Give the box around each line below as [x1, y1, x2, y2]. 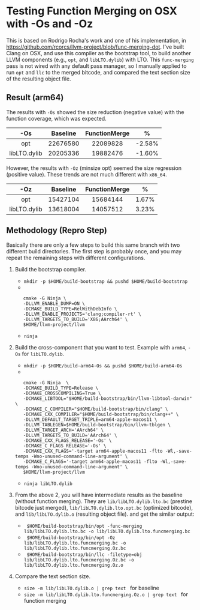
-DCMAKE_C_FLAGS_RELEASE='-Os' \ [23, 442, 107, 448]
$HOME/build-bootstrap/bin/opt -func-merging [26, 523, 143, 529]
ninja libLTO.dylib [23, 480, 73, 487]
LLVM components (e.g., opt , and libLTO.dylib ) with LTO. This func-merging [6, 56, 194, 63]
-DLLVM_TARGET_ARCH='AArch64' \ [23, 427, 104, 433]
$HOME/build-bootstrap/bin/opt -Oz [26, 534, 116, 541]
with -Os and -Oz [6, 17, 93, 31]
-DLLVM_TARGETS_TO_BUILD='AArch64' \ [23, 432, 117, 438]
